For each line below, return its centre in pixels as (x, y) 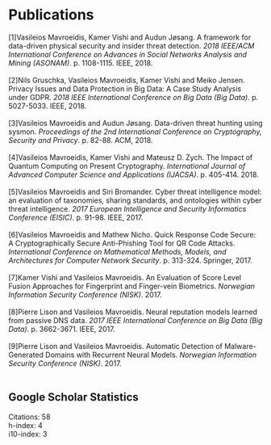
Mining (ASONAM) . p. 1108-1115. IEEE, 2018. (81, 63)
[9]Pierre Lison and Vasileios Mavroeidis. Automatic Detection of (116, 346)
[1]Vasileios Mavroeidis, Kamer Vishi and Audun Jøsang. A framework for (130, 37)
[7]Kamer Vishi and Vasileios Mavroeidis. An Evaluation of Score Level (125, 277)
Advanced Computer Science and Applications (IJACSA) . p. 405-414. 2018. (134, 174)
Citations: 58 (29, 417)
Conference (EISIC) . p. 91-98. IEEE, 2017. (76, 217)
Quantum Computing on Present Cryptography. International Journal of (127, 166)
